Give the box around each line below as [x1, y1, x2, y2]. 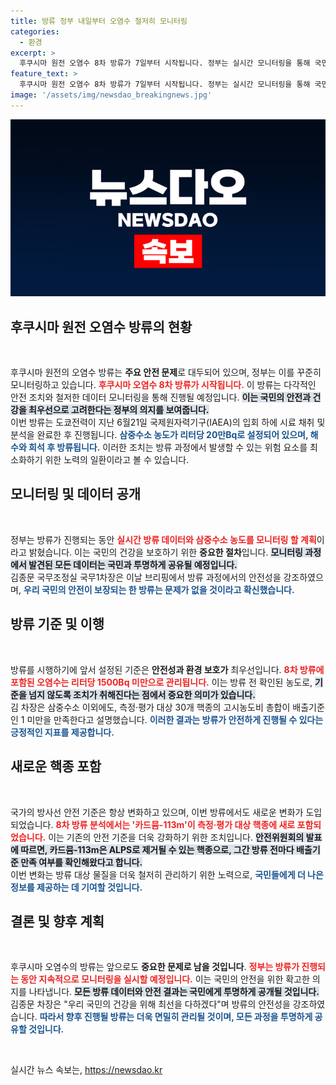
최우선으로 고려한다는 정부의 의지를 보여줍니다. [28, 404, 210, 416]
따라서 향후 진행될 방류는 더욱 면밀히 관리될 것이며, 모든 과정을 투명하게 [39, 1011, 313, 1023]
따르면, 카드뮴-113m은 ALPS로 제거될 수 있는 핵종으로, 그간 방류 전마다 [20, 843, 295, 855]
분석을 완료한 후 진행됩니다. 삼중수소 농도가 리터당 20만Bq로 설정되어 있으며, [10, 429, 309, 441]
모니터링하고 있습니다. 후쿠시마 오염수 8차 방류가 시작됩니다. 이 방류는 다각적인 [10, 379, 317, 391]
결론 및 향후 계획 [10, 913, 105, 930]
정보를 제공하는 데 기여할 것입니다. [10, 881, 143, 893]
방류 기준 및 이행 [10, 616, 105, 633]
